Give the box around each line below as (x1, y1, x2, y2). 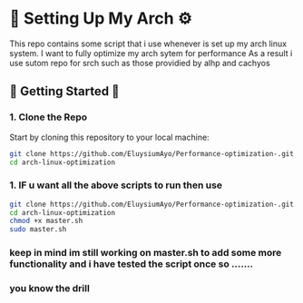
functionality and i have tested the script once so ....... (9, 258, 254, 270)
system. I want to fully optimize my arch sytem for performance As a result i (9, 47, 293, 58)
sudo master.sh (9, 225, 67, 234)
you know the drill (9, 282, 91, 295)
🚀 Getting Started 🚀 (9, 83, 120, 99)
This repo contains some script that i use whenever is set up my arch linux (9, 38, 288, 49)
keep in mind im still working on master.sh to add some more (9, 247, 282, 259)
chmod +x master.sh (9, 217, 83, 226)
